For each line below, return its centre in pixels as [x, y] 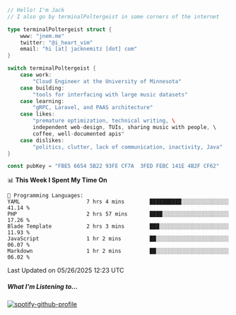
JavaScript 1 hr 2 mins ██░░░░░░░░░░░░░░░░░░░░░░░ [118, 239]
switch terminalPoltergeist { [52, 68]
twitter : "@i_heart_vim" [57, 42]
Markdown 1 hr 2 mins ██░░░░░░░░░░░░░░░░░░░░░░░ [118, 251]
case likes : [37, 114]
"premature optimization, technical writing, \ [104, 121]
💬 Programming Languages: [45, 196]
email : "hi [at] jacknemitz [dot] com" [79, 49]
